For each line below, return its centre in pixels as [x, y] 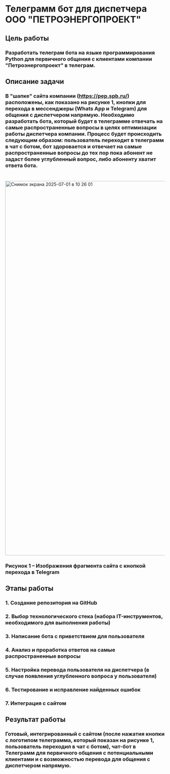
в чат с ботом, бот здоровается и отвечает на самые [74, 146]
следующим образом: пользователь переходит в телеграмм [85, 140]
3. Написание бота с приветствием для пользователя [75, 636]
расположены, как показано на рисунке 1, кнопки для [76, 102]
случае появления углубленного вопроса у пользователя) [81, 676]
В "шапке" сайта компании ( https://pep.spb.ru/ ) [67, 96]
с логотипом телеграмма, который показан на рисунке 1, [80, 740]
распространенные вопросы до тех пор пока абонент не [79, 153]
